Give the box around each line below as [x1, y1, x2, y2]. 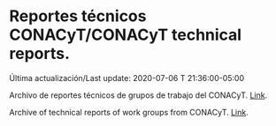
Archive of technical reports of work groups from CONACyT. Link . [9, 107, 249, 117]
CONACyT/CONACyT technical [9, 25, 241, 45]
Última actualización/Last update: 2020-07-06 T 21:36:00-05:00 [9, 72, 245, 83]
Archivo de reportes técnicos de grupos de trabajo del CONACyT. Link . [9, 90, 268, 100]
